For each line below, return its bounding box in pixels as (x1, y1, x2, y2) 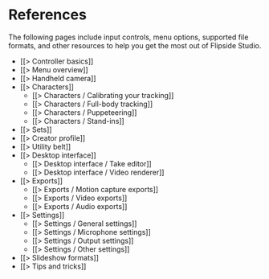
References (8, 6, 87, 24)
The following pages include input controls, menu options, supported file (8, 32, 249, 42)
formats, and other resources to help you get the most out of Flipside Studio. (8, 40, 262, 50)
